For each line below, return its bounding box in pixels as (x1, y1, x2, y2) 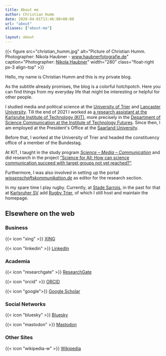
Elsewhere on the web (5, 209, 75, 218)
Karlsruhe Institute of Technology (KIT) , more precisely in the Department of (5, 114, 161, 120)
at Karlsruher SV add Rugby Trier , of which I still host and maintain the (5, 190, 148, 195)
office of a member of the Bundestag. (5, 140, 82, 146)
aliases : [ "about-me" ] (5, 26, 52, 31)
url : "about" (5, 21, 32, 26)
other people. (5, 94, 33, 100)
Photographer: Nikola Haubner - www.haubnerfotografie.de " (5, 54, 129, 60)
